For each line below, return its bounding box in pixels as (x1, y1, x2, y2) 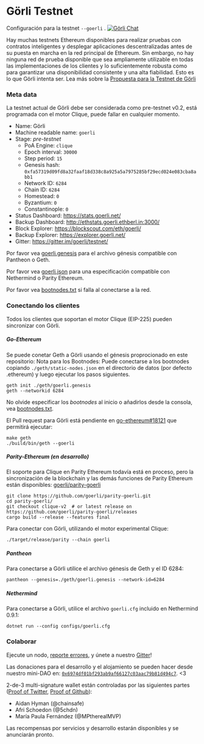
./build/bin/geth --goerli (6, 440, 75, 446)
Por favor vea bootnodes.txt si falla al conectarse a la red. (6, 286, 151, 294)
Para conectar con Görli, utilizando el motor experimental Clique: (6, 525, 169, 533)
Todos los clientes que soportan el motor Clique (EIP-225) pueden (6, 315, 172, 322)
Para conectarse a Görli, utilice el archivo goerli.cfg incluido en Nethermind (6, 605, 199, 612)
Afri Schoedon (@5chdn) (15, 706, 78, 714)
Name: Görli (15, 122, 46, 130)
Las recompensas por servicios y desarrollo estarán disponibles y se (6, 724, 179, 732)
